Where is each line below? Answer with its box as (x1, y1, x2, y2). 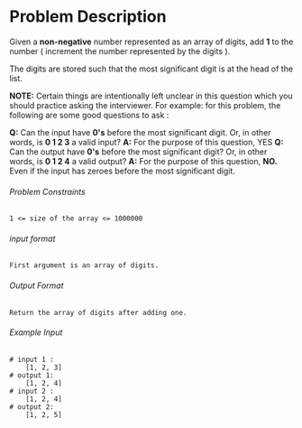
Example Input (9, 327, 63, 338)
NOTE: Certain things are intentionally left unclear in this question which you (9, 90, 293, 101)
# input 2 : (9, 386, 54, 395)
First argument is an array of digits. (9, 261, 160, 270)
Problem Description (9, 6, 167, 27)
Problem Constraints (9, 186, 86, 197)
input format (9, 233, 56, 244)
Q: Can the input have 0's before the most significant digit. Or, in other (9, 126, 272, 137)
